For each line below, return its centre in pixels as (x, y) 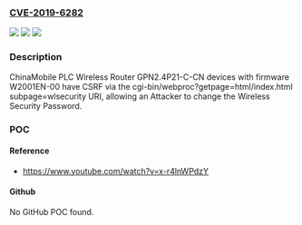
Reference (29, 151)
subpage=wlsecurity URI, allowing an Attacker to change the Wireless (140, 96)
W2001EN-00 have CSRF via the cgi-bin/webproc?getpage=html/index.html (151, 86)
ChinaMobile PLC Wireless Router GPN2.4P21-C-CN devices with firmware (150, 77)
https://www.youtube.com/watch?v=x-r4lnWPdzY (116, 171)
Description (36, 57)
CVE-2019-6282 (47, 13)
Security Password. (46, 105)
